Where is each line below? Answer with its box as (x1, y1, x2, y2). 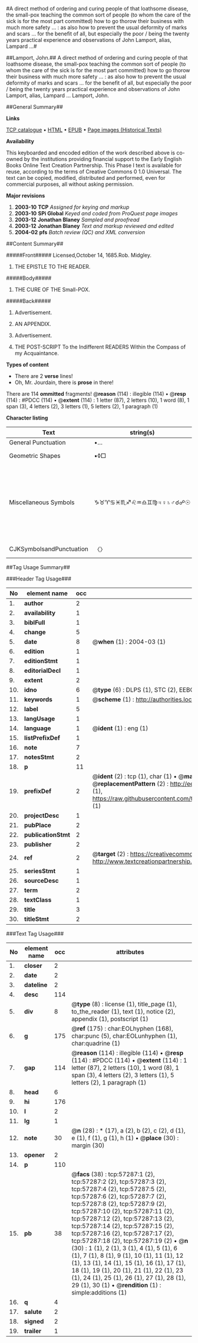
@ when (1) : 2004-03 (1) (92, 638, 166, 645)
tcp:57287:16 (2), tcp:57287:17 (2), (71, 1229, 174, 1237)
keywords (24, 695, 53, 703)
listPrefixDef (24, 734, 61, 742)
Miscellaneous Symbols (9, 498, 75, 506)
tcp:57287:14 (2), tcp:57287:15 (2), (71, 1222, 174, 1230)
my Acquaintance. (14, 350, 59, 357)
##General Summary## (6, 104, 63, 110)
